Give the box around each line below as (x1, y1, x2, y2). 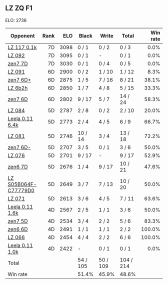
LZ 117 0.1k (7, 43, 37, 50)
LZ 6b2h (7, 84, 28, 91)
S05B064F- (7, 180, 37, 187)
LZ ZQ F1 (5, 4, 32, 12)
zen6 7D (7, 163, 28, 170)
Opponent (10, 32, 35, 39)
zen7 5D (7, 217, 28, 224)
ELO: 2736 (5, 17, 27, 23)
